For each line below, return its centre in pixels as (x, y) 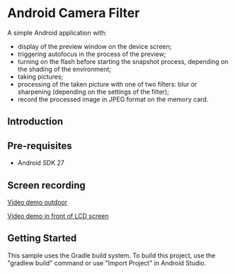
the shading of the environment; (64, 69)
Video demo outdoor (38, 202)
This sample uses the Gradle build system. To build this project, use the (111, 255)
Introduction (35, 122)
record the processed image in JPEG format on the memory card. (113, 99)
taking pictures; (40, 77)
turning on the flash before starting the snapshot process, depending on (123, 61)
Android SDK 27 (41, 163)
